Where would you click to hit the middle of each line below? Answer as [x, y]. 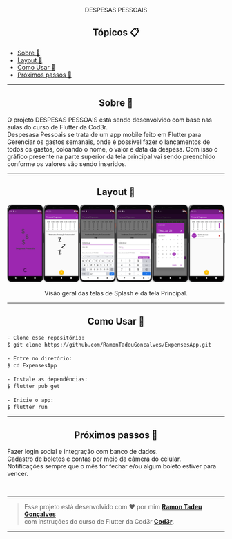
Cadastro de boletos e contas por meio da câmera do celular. [94, 459]
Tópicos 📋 [116, 33]
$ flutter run [28, 408]
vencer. [18, 474]
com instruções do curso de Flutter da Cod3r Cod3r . [99, 522]
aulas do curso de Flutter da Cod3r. [58, 127]
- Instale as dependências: [48, 380]
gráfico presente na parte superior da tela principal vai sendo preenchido [111, 156]
